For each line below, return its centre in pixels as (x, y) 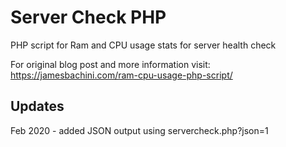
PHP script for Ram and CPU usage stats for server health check (143, 45)
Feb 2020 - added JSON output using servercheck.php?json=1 (139, 130)
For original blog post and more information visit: (110, 64)
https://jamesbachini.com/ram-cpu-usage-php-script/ (121, 75)
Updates (37, 106)
